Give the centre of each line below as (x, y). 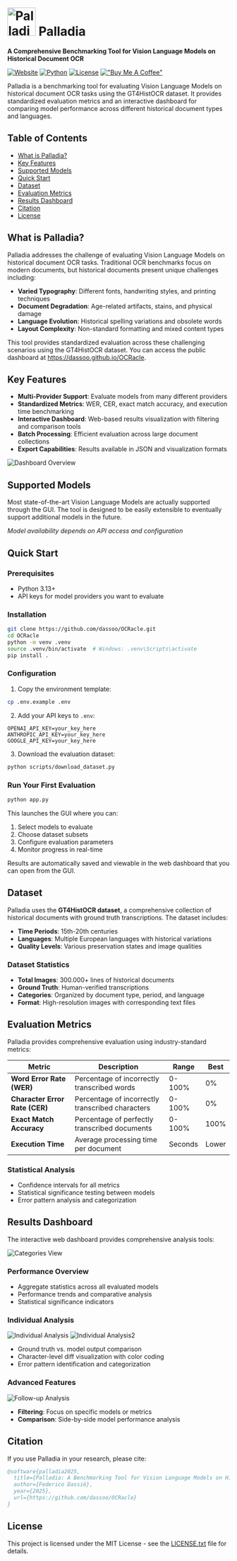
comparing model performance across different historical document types (115, 108)
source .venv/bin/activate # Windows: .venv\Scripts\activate (102, 649)
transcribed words (105, 1087)
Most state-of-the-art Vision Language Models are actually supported (109, 502)
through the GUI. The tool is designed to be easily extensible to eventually (115, 510)
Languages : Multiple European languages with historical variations (115, 939)
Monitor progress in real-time (60, 849)
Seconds (184, 1144)
